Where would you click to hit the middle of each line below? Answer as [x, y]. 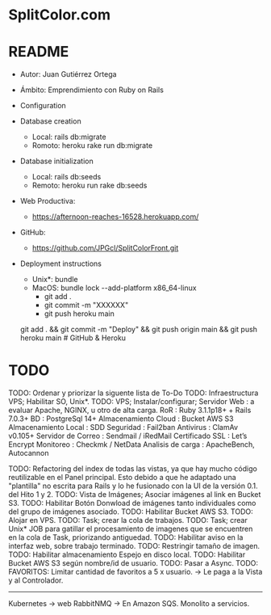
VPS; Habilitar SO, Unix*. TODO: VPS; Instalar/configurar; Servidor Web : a [131, 402]
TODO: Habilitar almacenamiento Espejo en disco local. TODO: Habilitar [127, 554]
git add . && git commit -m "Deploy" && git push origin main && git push [139, 330]
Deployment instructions [61, 263]
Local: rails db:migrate [69, 137]
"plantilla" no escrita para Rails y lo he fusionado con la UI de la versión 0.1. [133, 486]
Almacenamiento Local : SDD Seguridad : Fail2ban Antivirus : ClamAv [123, 428]
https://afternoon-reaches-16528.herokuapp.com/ [115, 217]
